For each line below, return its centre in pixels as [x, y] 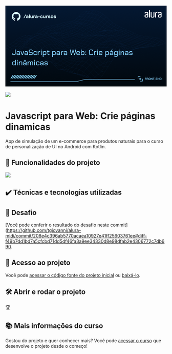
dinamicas [28, 127]
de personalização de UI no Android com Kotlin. [56, 146]
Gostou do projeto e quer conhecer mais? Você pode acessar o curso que [83, 341]
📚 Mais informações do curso [54, 326]
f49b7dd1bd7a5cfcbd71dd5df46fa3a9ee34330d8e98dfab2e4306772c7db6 [85, 241]
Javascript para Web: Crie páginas [80, 116]
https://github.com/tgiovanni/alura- [44, 230]
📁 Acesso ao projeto [38, 263]
